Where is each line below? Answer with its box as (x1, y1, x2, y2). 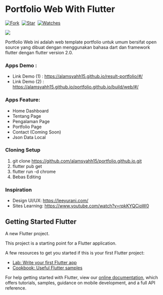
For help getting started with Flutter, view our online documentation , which (5, 274, 159, 280)
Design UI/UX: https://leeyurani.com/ (12, 198, 89, 204)
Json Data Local (12, 134, 46, 140)
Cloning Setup (5, 147, 41, 153)
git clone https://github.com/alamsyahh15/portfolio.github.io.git (12, 158, 142, 164)
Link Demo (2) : (12, 79, 44, 85)
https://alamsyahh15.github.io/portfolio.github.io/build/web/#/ (12, 84, 139, 90)
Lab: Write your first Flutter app (12, 259, 77, 265)
